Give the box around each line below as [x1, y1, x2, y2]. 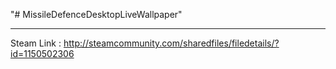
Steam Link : [10, 37, 62, 49]
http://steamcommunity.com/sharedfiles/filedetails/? [63, 37, 280, 49]
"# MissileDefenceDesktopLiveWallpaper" [10, 9, 183, 20]
